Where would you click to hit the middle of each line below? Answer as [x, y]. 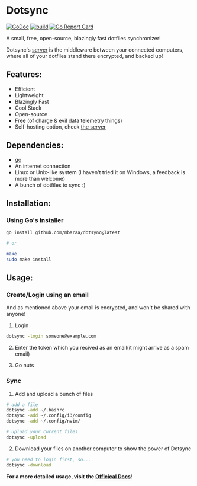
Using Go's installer [35, 220]
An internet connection [43, 166]
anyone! [16, 314]
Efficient [25, 89]
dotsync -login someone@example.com [51, 336]
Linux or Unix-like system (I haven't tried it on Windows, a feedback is [100, 172]
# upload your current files [42, 432]
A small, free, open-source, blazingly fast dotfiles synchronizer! [83, 38]
